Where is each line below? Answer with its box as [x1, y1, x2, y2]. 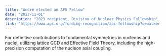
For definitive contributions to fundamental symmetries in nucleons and [5, 35, 151, 41]
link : [5, 21, 16, 26]
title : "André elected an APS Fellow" [5, 7, 85, 12]
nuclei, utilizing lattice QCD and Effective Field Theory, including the [5, 40, 143, 46]
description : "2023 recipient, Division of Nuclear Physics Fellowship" [5, 16, 158, 21]
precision [5, 45, 24, 51]
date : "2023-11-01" [5, 12, 45, 17]
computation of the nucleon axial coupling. [25, 45, 112, 51]
